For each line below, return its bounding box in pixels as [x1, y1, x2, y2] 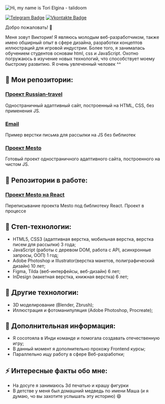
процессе [5, 208, 26, 214]
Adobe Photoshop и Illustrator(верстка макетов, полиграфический [12, 257, 155, 263]
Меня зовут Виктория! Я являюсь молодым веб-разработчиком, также [5, 34, 159, 40]
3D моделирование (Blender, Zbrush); [12, 301, 94, 308]
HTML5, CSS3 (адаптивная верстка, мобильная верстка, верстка [12, 236, 154, 242]
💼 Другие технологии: [5, 288, 79, 297]
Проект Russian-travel [5, 91, 63, 98]
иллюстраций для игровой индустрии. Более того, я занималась [5, 45, 145, 51]
